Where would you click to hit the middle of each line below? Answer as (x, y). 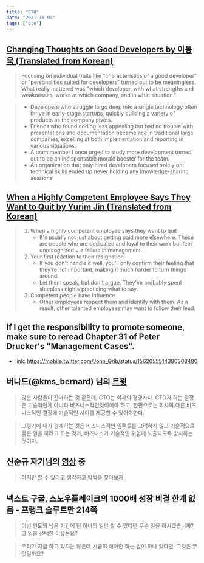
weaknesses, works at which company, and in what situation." (99, 95)
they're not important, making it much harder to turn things (113, 269)
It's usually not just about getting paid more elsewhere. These (117, 237)
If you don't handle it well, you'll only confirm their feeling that (117, 263)
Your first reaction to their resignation (77, 257)
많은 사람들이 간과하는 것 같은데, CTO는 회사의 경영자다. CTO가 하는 (102, 397)
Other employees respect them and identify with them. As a (114, 302)
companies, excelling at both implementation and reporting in (107, 139)
